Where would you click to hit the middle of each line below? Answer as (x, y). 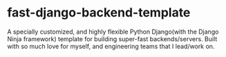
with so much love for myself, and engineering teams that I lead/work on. (111, 46)
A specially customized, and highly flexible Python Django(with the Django (113, 32)
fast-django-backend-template (99, 13)
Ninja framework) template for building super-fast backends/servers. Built (112, 38)
